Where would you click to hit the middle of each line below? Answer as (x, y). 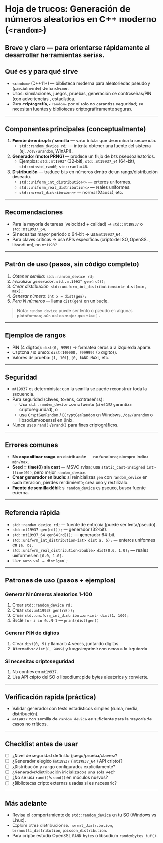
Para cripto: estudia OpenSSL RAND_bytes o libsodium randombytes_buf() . (85, 836)
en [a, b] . (22, 545)
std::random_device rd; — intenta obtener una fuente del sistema (85, 146)
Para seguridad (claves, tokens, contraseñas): (58, 399)
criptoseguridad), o (39, 410)
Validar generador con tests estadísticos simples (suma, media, (75, 709)
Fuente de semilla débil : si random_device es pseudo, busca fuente (79, 488)
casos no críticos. (30, 724)
